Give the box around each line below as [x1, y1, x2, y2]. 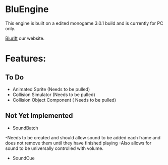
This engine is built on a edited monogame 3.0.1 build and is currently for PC [5, 20, 163, 26]
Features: [5, 53, 46, 64]
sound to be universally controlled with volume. [5, 145, 104, 151]
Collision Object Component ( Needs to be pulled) [12, 97, 117, 103]
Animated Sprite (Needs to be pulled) [12, 86, 90, 92]
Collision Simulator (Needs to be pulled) [12, 92, 95, 98]
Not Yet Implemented [5, 112, 73, 120]
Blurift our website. [5, 35, 45, 41]
